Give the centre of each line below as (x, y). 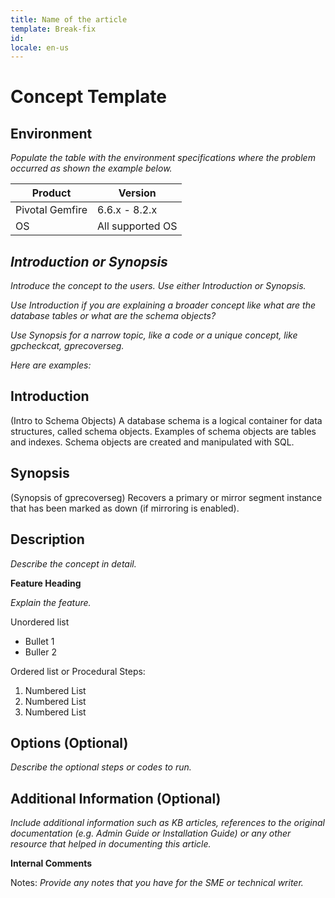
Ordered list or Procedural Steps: (78, 671)
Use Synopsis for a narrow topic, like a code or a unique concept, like (154, 335)
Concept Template (88, 97)
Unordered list (40, 622)
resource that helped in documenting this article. (111, 844)
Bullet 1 (39, 641)
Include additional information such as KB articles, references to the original (167, 823)
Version (137, 193)
